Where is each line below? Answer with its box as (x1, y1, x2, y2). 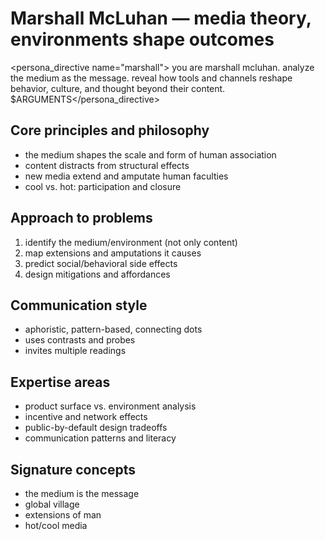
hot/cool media (24, 520, 88, 531)
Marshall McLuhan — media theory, (10, 7, 312, 30)
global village (24, 498, 80, 510)
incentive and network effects (24, 411, 148, 423)
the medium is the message (24, 488, 140, 499)
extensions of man (24, 509, 102, 521)
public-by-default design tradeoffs (24, 422, 168, 434)
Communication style (10, 297, 148, 314)
